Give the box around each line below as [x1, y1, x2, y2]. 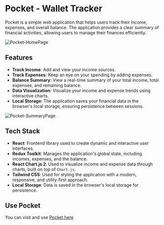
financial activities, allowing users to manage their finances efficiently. [5, 30, 147, 35]
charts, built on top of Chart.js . [12, 166, 76, 172]
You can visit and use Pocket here [5, 215, 74, 221]
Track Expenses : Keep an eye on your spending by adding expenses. [12, 72, 153, 78]
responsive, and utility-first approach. [12, 177, 88, 183]
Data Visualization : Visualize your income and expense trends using [12, 87, 151, 94]
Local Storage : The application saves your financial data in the [12, 98, 139, 104]
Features [5, 54, 33, 62]
